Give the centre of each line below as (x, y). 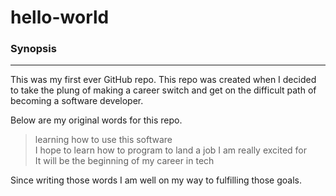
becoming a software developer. (77, 101)
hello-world (60, 17)
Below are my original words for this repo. (96, 120)
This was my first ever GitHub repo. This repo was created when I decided (163, 80)
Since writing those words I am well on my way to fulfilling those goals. (156, 180)
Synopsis (33, 49)
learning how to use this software (103, 140)
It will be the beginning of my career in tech (124, 161)
